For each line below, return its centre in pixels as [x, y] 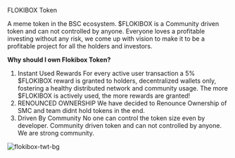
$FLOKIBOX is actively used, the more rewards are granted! [104, 96]
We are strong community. [56, 133]
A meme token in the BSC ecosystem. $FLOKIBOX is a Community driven [113, 24]
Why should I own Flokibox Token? [59, 60]
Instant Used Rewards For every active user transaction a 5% [106, 73]
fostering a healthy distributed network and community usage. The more [123, 88]
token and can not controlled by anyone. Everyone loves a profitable [106, 31]
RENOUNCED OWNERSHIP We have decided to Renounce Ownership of [122, 103]
